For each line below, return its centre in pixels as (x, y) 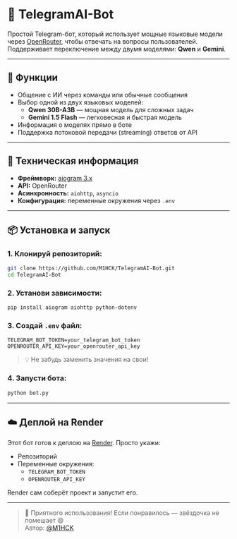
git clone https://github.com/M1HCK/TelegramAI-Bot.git (91, 268)
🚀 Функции (33, 78)
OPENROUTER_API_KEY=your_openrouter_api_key (74, 346)
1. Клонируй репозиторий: (55, 253)
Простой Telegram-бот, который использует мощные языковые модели (115, 34)
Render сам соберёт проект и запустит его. (73, 492)
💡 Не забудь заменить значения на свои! (86, 360)
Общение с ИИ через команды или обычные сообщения (103, 95)
